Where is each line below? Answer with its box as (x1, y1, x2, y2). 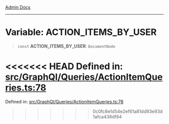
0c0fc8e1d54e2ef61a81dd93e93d (93, 108, 163, 114)
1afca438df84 (93, 113, 122, 119)
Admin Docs (5, 5, 31, 10)
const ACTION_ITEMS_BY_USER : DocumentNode (17, 43, 116, 49)
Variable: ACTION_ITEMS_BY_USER (5, 27, 157, 38)
